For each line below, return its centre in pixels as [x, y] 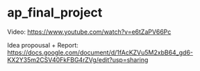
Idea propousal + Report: [43, 45]
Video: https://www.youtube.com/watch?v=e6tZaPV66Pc [89, 32]
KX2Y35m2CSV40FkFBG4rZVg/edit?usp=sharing [78, 59]
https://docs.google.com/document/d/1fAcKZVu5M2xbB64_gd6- [100, 52]
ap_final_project [55, 13]
